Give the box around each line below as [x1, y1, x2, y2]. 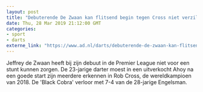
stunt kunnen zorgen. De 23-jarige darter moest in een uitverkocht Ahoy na [6, 65, 194, 73]
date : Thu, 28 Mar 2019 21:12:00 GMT [6, 20, 101, 26]
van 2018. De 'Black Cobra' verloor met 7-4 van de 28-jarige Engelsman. [6, 78, 187, 85]
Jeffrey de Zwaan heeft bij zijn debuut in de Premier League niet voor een [6, 59, 190, 67]
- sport [6, 31, 26, 38]
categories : [6, 25, 36, 32]
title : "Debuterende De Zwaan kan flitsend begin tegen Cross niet [6, 15, 180, 21]
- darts [6, 37, 26, 43]
